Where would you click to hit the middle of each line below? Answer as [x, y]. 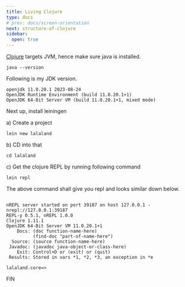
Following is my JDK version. [42, 79]
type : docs [20, 17]
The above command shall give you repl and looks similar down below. [93, 189]
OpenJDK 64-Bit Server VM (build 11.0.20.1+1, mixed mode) [81, 100]
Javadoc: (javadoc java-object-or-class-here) [68, 247]
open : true [25, 39]
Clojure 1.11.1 [25, 221]
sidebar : [17, 34]
